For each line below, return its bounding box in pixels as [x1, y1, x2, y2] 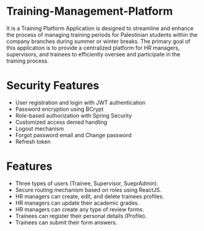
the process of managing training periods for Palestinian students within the [6, 31, 198, 38]
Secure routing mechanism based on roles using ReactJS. [15, 186, 162, 194]
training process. [6, 57, 49, 64]
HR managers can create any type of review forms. [15, 205, 145, 213]
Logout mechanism [15, 124, 64, 132]
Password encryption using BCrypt [15, 105, 104, 113]
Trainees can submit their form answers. [15, 219, 118, 226]
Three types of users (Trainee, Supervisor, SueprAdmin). [15, 180, 159, 187]
